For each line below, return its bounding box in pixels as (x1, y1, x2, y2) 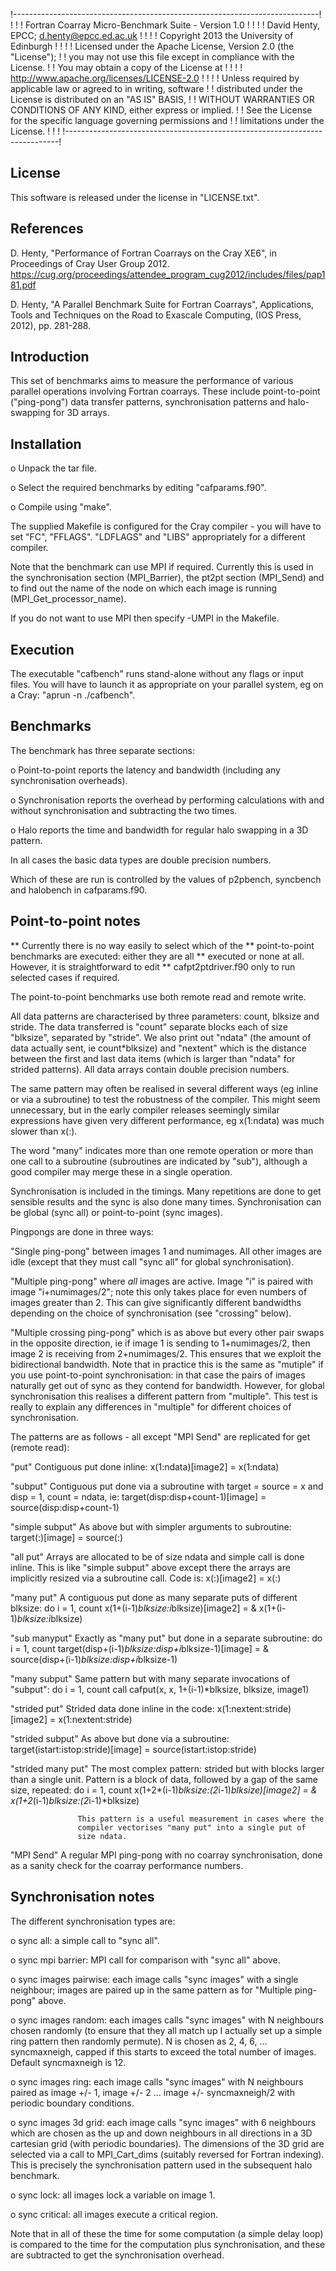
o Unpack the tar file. (10, 462, 98, 474)
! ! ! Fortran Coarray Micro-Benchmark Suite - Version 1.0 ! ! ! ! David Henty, (10, 19, 321, 31)
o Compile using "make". (10, 501, 112, 513)
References (10, 220, 84, 238)
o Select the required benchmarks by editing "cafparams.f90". (10, 482, 267, 494)
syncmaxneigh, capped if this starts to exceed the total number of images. (10, 2045, 317, 2058)
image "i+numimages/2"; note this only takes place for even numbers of (10, 1285, 308, 1298)
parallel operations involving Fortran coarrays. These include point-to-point (10, 385, 321, 398)
